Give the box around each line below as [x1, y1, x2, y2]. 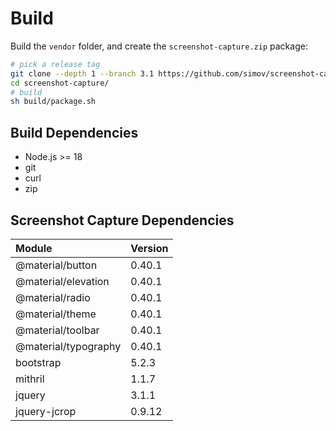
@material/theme [15, 307, 97, 321]
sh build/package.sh [10, 97, 97, 107]
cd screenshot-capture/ [10, 78, 110, 88]
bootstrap [15, 355, 62, 369]
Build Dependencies [10, 124, 139, 141]
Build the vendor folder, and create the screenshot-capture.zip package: [10, 40, 308, 52]
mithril [15, 372, 45, 386]
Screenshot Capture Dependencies [10, 212, 235, 229]
